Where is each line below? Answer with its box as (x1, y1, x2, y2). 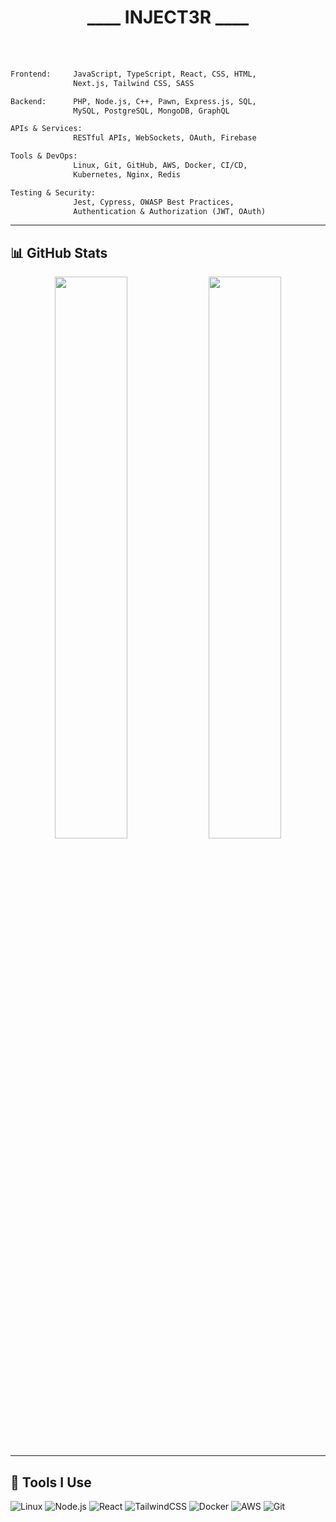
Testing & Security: (10, 187, 97, 198)
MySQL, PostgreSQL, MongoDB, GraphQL (73, 106, 230, 116)
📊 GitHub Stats (10, 244, 108, 261)
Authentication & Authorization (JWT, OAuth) (73, 206, 267, 216)
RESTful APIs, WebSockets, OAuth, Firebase (73, 133, 257, 143)
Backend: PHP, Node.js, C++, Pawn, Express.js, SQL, (10, 96, 257, 106)
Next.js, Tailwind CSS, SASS (73, 78, 195, 88)
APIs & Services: (10, 124, 83, 134)
